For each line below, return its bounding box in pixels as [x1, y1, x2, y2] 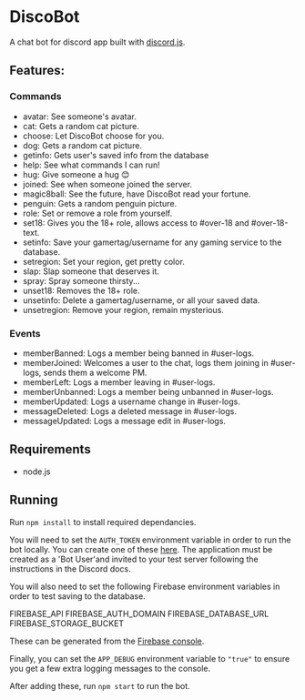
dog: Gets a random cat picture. [22, 139, 143, 151]
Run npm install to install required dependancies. [9, 516, 197, 527]
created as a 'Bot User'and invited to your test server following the [9, 553, 259, 564]
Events [9, 327, 41, 340]
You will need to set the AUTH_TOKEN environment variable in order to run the [9, 534, 291, 545]
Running [9, 492, 59, 508]
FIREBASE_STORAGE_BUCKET [9, 617, 125, 629]
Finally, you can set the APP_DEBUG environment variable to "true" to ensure [9, 653, 290, 664]
